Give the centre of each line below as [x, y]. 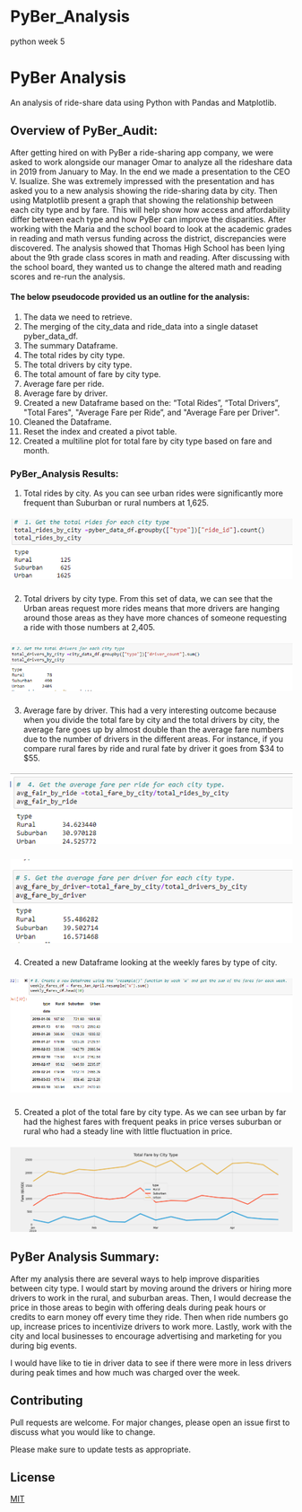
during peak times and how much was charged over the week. [125, 1372]
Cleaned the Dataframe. [67, 422]
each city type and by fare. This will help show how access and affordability [150, 209]
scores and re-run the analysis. [68, 277]
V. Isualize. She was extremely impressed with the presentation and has [142, 180]
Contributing [47, 1401]
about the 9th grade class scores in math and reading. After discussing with [150, 257]
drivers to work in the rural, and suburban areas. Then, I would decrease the [151, 1297]
